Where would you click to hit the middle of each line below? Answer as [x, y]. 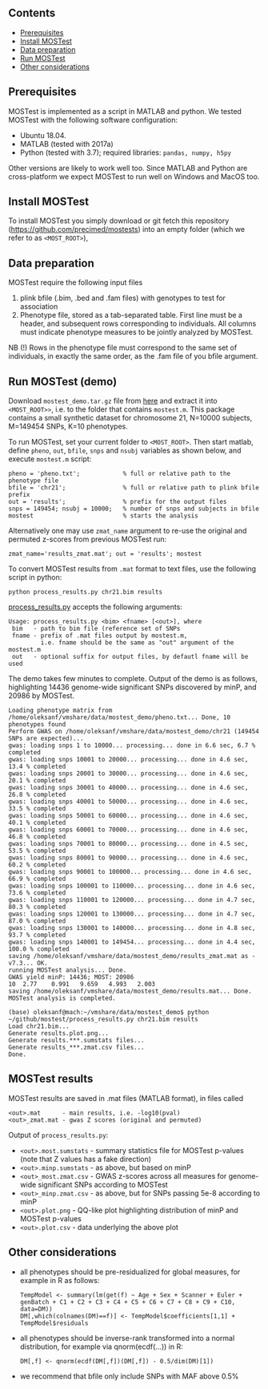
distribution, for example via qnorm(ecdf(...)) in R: [101, 1346]
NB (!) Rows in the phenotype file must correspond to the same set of [123, 347]
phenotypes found [37, 725]
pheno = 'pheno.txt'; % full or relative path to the [119, 474]
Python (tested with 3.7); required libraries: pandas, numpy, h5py [126, 152]
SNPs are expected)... [46, 739]
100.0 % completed [39, 949]
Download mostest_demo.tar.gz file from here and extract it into [113, 401]
